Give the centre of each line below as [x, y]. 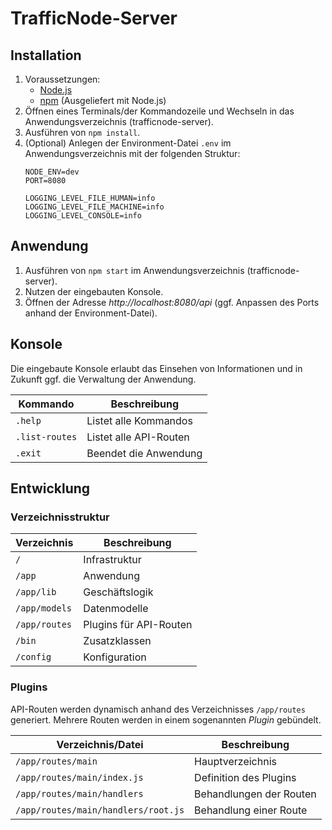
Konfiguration [115, 657]
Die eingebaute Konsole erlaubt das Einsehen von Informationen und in [156, 368]
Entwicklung [50, 488]
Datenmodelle [116, 609]
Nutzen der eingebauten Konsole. [94, 291]
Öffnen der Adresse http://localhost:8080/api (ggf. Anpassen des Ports [172, 302]
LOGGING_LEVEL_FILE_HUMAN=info [90, 198]
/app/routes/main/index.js [79, 777]
